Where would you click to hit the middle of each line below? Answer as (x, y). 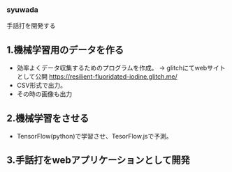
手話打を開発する (31, 26)
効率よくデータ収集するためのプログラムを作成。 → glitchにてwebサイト (121, 68)
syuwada (23, 10)
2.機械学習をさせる (48, 118)
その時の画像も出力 (44, 94)
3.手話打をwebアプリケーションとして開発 (98, 161)
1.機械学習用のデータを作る (65, 50)
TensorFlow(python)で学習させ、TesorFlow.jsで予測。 (94, 136)
